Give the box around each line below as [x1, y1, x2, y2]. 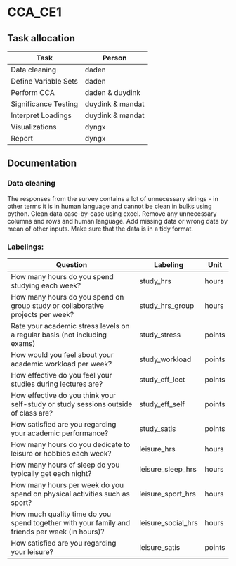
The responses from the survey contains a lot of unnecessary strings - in [7, 194, 219, 202]
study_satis [139, 423, 176, 433]
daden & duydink [84, 88, 140, 97]
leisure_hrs [139, 444, 176, 454]
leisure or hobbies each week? [11, 448, 112, 458]
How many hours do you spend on [11, 292, 124, 302]
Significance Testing [11, 99, 79, 109]
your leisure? [11, 546, 54, 556]
